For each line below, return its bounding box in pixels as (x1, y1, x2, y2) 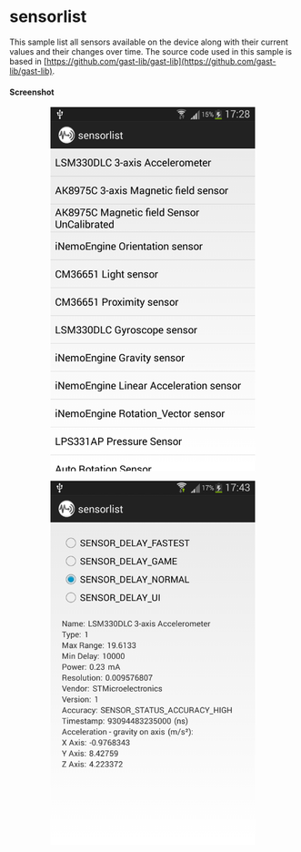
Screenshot (9, 86, 55, 97)
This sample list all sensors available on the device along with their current (9, 36, 289, 47)
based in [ (9, 56, 47, 66)
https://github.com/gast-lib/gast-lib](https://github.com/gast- (46, 56, 276, 66)
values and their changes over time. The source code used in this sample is (9, 46, 293, 56)
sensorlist (9, 6, 87, 27)
